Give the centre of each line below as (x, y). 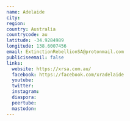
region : (16, 23)
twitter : (23, 86)
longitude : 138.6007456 (37, 46)
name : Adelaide (26, 12)
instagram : (26, 92)
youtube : (23, 80)
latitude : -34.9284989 (35, 40)
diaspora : (24, 97)
